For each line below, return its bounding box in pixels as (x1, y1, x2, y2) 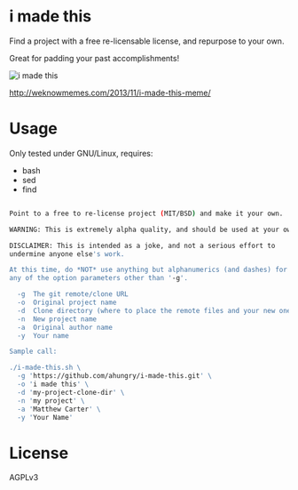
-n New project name (17, 314, 98, 324)
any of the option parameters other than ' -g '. (9, 274, 189, 283)
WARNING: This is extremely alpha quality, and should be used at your (9, 225, 279, 234)
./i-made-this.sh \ (9, 363, 82, 373)
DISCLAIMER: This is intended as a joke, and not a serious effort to (9, 241, 276, 250)
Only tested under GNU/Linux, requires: (9, 148, 153, 158)
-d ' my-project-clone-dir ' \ (17, 388, 125, 397)
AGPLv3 (9, 472, 39, 483)
